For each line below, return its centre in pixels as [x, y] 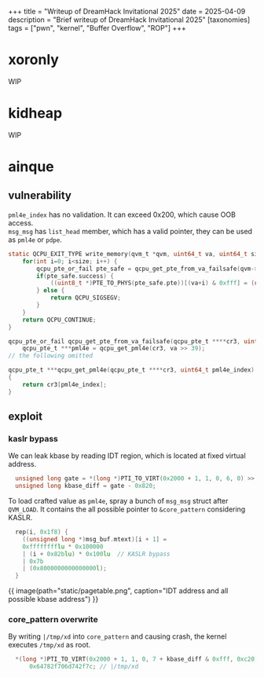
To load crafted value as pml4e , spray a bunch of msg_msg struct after [118, 501]
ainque [31, 167]
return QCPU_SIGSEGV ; [86, 298]
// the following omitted [50, 356]
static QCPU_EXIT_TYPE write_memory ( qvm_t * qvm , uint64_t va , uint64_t [128, 254]
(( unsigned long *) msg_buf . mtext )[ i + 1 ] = [95, 539]
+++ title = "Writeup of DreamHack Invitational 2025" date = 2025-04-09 [127, 11]
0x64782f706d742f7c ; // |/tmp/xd [84, 667]
